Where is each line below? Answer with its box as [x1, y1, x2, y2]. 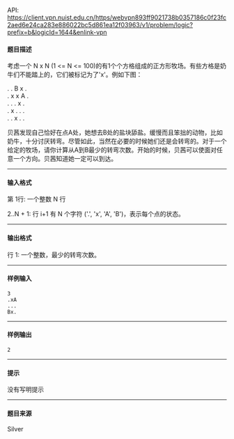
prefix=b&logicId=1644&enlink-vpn [7, 28, 107, 36]
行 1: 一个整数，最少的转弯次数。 [7, 250, 101, 259]
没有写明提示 [7, 385, 44, 394]
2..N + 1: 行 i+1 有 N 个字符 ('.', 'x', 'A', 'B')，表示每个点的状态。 [7, 210, 185, 218]
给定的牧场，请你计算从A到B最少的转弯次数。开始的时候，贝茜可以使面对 [7, 146, 217, 154]
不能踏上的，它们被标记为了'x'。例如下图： [19, 70, 143, 79]
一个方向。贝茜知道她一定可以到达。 [13, 155, 117, 163]
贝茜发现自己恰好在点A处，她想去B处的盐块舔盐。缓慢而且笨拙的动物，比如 [7, 128, 223, 137]
